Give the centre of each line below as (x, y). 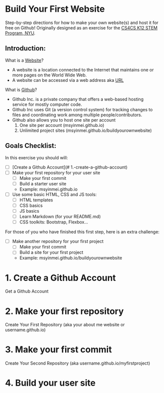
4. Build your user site (50, 383)
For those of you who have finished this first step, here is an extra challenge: (82, 232)
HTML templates (36, 200)
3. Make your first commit (59, 350)
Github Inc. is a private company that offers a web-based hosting (78, 99)
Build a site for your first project (51, 252)
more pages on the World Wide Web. (49, 75)
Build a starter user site (43, 184)
